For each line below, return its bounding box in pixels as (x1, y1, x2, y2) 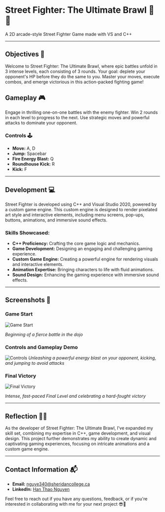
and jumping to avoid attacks (5, 360, 65, 366)
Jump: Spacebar (12, 150, 47, 157)
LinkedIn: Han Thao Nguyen (12, 486, 70, 492)
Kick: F (12, 166, 27, 172)
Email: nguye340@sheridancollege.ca (12, 481, 90, 487)
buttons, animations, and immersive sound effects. (5, 217, 108, 223)
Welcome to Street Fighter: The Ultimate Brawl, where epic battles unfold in (5, 63, 158, 69)
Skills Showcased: (5, 229, 50, 236)
